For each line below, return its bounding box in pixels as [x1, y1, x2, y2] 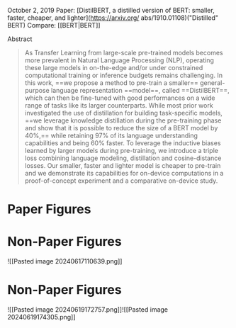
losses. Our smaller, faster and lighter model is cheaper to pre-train [24, 162, 221, 169]
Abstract [7, 35, 33, 43]
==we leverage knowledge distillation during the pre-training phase [24, 116, 222, 125]
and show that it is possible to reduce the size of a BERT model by [24, 124, 218, 132]
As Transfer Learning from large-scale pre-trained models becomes [24, 49, 223, 57]
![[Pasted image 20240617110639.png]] [7, 257, 123, 266]
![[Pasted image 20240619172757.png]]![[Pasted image [7, 305, 169, 314]
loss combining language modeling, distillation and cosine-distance [24, 154, 222, 162]
